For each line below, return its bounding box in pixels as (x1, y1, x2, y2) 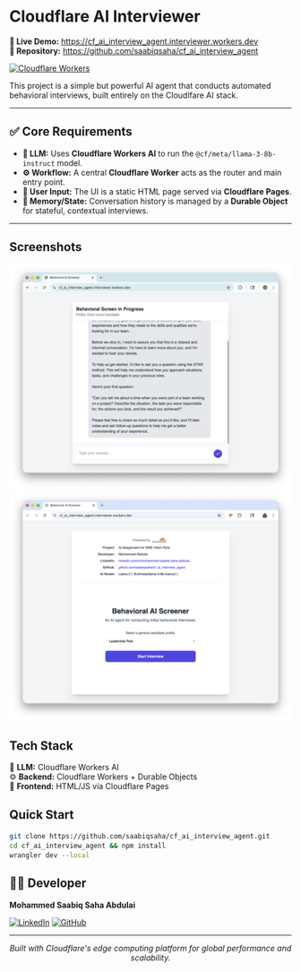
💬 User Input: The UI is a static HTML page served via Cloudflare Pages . (21, 186, 292, 196)
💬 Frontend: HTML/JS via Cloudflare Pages (9, 781, 169, 792)
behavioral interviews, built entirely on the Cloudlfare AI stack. (9, 90, 239, 100)
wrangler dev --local (9, 851, 90, 860)
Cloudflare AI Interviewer (9, 6, 201, 27)
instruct (21, 159, 56, 168)
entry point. (21, 177, 65, 187)
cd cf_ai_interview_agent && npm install (9, 841, 167, 851)
